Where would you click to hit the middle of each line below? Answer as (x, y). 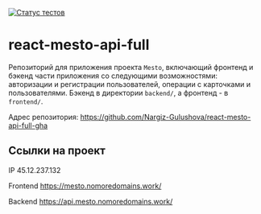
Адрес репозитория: (43, 117)
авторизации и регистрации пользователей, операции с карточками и (130, 84)
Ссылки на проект (57, 151)
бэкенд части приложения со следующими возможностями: (113, 76)
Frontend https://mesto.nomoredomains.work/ (85, 186)
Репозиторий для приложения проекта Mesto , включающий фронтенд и (131, 67)
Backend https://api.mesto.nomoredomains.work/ (91, 201)
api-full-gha (28, 126)
